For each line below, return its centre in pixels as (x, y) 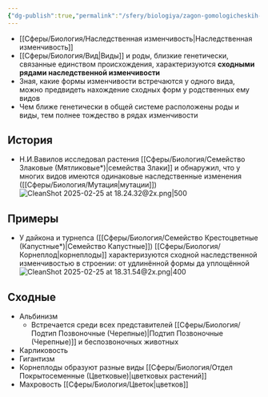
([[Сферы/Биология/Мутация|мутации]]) (88, 185)
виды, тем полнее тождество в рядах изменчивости (108, 115)
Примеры (33, 218)
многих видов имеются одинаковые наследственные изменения (130, 176)
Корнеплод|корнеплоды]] (63, 255)
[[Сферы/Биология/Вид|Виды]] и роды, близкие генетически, (124, 55)
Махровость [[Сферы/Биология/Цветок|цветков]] (104, 384)
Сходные (32, 297)
